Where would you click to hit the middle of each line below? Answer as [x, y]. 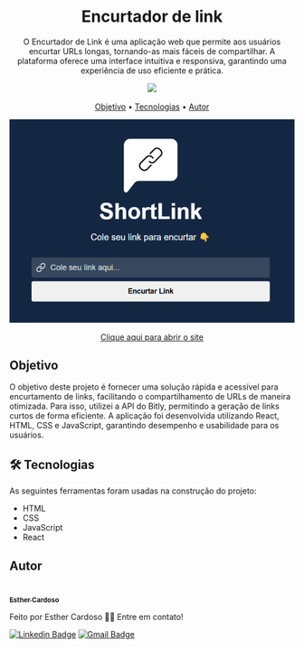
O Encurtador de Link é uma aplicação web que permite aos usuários [152, 42]
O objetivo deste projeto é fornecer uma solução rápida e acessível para [144, 387]
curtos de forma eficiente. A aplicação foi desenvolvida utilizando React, [144, 416]
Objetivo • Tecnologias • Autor [152, 107]
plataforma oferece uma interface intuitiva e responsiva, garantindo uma [152, 61]
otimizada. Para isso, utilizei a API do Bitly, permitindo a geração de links [145, 406]
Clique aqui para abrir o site [152, 337]
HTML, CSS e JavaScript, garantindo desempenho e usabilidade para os [144, 426]
